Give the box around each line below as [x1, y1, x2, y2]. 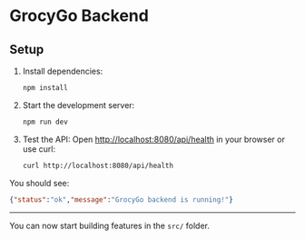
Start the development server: [22, 99, 135, 110]
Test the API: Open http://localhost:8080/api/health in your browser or [22, 134, 286, 145]
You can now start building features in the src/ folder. [9, 220, 211, 231]
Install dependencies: [22, 65, 103, 76]
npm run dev [22, 117, 68, 126]
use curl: [22, 143, 56, 155]
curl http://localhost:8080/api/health [22, 161, 174, 170]
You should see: [9, 177, 70, 188]
